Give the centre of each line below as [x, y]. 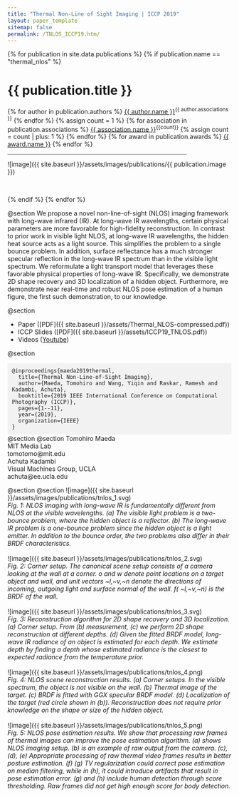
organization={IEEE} [49, 421]
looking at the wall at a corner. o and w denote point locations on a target [116, 574]
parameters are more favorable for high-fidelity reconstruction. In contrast [116, 228]
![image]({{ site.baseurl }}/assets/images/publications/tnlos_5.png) [105, 726]
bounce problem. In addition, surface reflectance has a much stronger [110, 251]
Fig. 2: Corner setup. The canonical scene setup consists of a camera [110, 566]
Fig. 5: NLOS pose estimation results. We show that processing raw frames [117, 733]
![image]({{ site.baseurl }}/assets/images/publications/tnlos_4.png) [105, 672]
